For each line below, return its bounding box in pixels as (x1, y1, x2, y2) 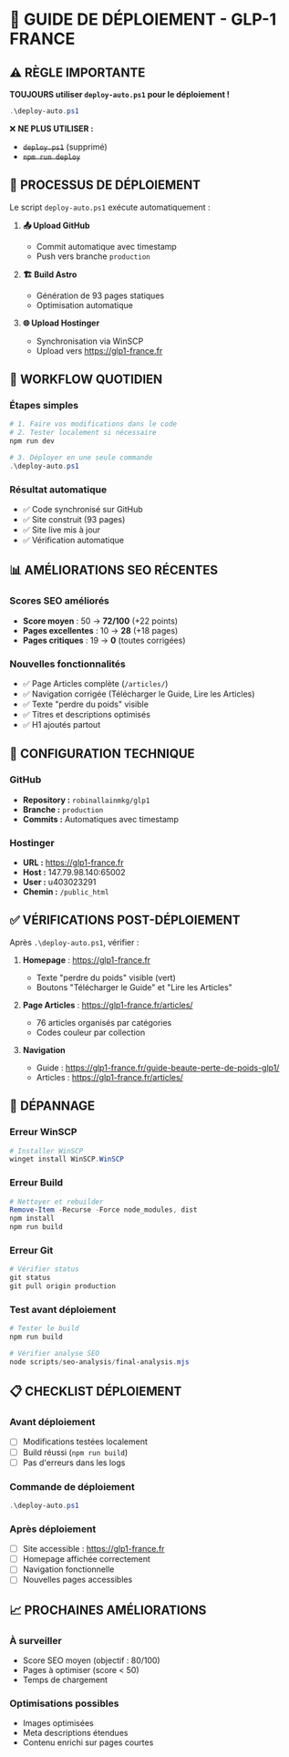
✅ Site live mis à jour (22, 524, 101, 535)
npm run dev (9, 437, 55, 446)
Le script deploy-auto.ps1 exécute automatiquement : (9, 202, 212, 212)
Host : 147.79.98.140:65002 (22, 867, 126, 878)
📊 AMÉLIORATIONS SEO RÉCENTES (9, 563, 219, 578)
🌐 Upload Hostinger (22, 317, 100, 328)
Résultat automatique (9, 483, 108, 496)
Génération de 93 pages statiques (36, 290, 165, 301)
